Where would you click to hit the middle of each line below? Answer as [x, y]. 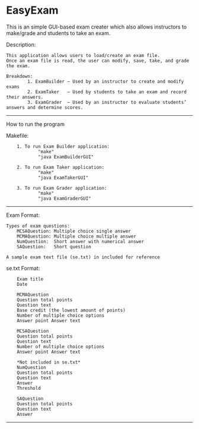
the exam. [18, 66]
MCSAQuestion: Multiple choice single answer [74, 231]
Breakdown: [20, 76]
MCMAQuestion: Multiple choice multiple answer [76, 236]
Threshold [29, 388]
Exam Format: [23, 215]
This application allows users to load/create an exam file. [83, 55]
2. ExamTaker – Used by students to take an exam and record [107, 92]
